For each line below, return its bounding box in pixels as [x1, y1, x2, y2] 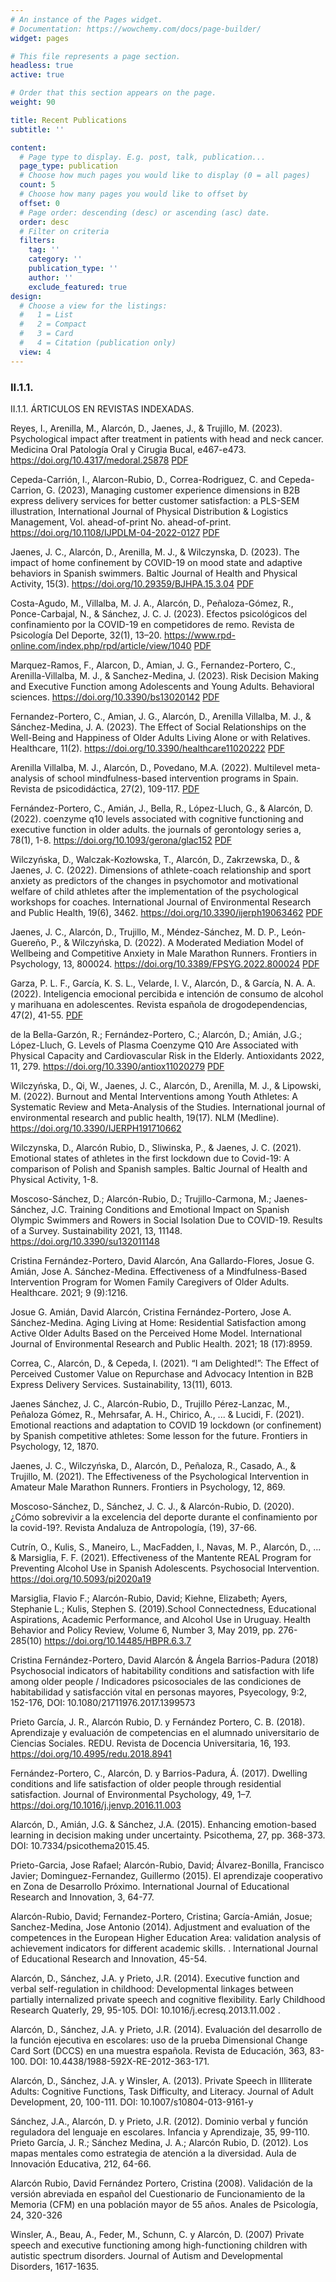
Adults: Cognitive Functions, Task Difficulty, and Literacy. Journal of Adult [10, 2085, 314, 2097]
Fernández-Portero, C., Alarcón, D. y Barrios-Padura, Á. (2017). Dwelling [10, 1767, 308, 1779]
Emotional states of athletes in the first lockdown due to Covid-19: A [10, 1152, 290, 1164]
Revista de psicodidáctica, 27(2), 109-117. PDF [10, 782, 200, 795]
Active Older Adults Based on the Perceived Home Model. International [10, 1327, 303, 1339]
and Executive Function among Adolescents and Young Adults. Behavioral [10, 680, 315, 692]
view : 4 [19, 347, 52, 357]
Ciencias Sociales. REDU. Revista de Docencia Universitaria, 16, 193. [10, 1737, 291, 1749]
